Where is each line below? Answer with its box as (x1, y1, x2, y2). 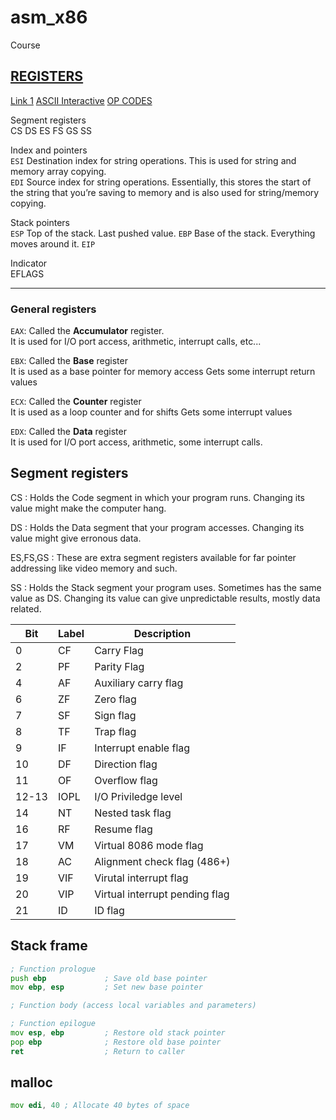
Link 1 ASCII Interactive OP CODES (10, 94, 153, 106)
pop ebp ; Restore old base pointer (10, 1037, 222, 1047)
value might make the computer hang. (10, 502, 167, 514)
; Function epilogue (10, 1019, 97, 1029)
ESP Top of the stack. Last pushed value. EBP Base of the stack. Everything (10, 227, 316, 239)
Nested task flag (94, 806, 172, 820)
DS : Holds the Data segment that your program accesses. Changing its (10, 521, 305, 533)
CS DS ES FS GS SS (10, 124, 93, 136)
